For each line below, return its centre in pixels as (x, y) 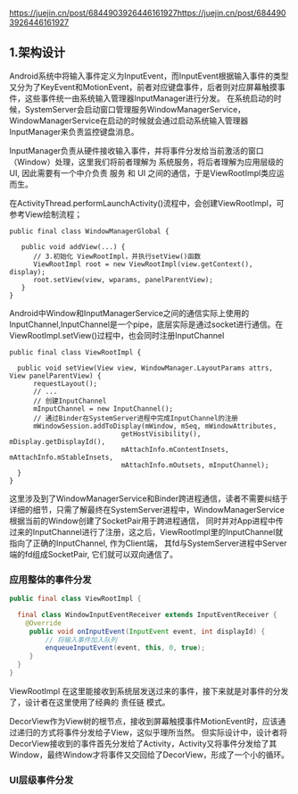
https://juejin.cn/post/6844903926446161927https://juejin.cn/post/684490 (148, 13)
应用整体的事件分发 (50, 580)
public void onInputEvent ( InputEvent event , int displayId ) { (147, 631)
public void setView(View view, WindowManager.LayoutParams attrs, (145, 368)
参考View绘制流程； (46, 214)
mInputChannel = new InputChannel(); (103, 409)
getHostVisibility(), (161, 434)
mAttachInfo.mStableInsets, (62, 457)
